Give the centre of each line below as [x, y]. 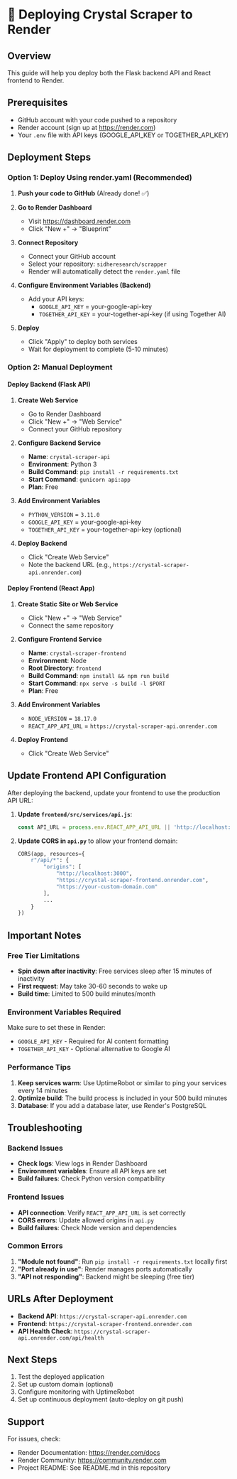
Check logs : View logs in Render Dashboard [82, 1163]
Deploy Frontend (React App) [51, 588]
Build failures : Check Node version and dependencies [97, 1227]
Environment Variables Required [64, 1012]
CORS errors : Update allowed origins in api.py [86, 1220]
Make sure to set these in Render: [57, 1028]
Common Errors [35, 1246]
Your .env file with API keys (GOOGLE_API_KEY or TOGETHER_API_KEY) [123, 135]
